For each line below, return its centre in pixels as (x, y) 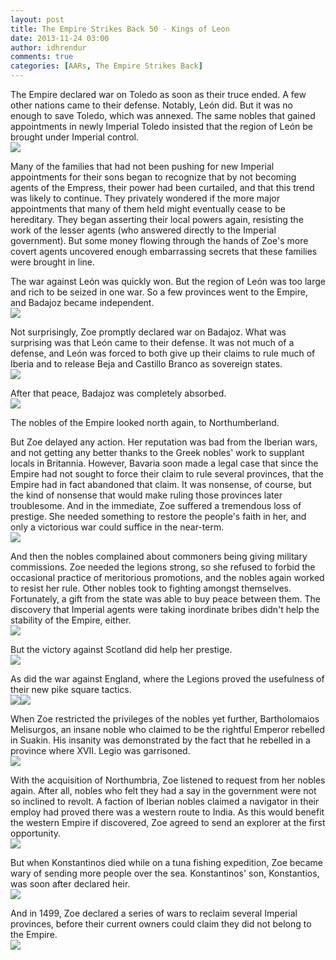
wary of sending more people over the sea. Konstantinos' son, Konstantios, (165, 873)
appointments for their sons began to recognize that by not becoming (153, 177)
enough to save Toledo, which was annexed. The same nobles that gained (163, 115)
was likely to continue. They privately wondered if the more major (145, 198)
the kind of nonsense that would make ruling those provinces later (146, 495)
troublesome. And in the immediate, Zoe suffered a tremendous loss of (156, 505)
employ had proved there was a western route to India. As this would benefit (167, 812)
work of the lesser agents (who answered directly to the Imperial (143, 230)
